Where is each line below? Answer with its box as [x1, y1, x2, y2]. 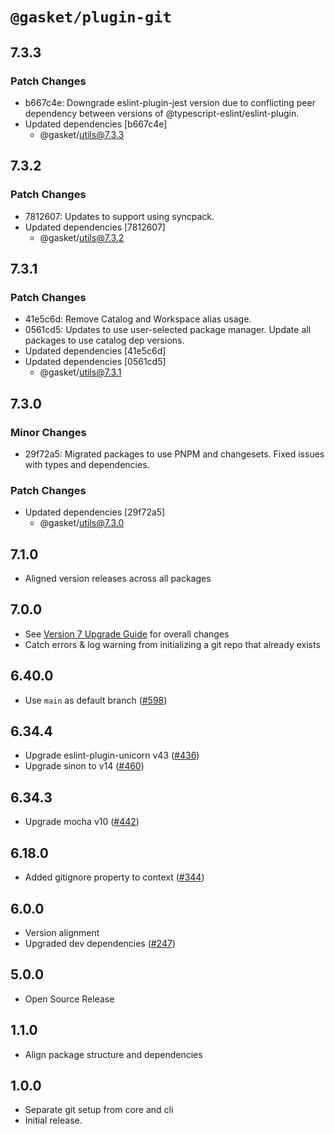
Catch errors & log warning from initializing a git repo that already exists [24, 638, 321, 650]
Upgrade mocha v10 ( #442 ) [24, 816, 140, 828]
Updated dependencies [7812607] [24, 221, 166, 233]
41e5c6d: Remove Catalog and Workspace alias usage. [24, 313, 252, 325]
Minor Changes [10, 425, 87, 439]
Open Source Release [24, 993, 115, 1005]
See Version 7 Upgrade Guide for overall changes [24, 628, 230, 640]
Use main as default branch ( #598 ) [24, 694, 168, 706]
